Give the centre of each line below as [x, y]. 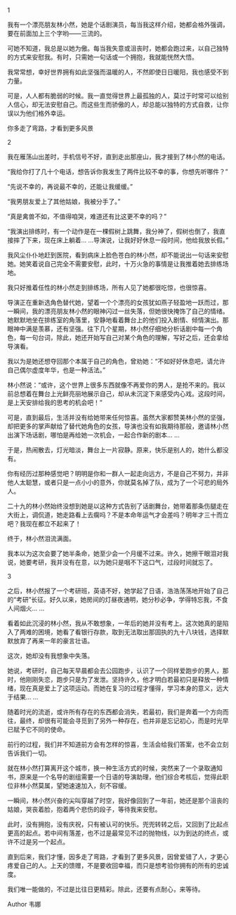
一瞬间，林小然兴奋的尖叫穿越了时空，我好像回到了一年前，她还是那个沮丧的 [118, 801]
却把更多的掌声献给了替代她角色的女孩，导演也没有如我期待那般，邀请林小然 [118, 426]
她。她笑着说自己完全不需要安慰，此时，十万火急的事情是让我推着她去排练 [115, 264]
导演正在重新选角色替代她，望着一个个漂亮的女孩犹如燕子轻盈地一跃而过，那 [118, 302]
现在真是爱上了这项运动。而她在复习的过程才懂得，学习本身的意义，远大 [124, 688]
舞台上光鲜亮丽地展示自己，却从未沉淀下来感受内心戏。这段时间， [133, 394]
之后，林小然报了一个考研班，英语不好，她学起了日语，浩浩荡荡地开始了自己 [118, 591]
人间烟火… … [26, 608]
